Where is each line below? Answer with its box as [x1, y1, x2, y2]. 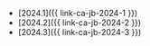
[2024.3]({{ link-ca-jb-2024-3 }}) [17, 27, 142, 37]
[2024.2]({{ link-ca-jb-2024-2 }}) [17, 17, 142, 28]
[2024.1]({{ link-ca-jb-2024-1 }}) [17, 8, 138, 18]
